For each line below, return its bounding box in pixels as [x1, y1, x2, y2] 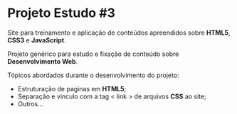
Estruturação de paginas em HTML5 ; [17, 84, 127, 93]
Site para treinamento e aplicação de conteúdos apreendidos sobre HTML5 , [7, 28, 231, 37]
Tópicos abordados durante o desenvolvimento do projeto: [7, 71, 179, 79]
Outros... [17, 99, 44, 108]
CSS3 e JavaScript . [7, 35, 66, 44]
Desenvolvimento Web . [7, 57, 78, 65]
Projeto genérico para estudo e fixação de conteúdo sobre [7, 50, 179, 58]
